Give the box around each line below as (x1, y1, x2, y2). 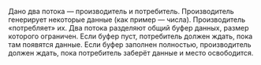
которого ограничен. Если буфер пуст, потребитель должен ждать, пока (8, 31, 253, 41)
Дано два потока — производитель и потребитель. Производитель (8, 7, 234, 16)
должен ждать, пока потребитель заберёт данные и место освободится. (8, 49, 254, 57)
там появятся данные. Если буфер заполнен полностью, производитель (8, 40, 252, 49)
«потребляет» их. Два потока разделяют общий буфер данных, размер (8, 23, 249, 32)
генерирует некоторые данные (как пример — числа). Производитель (8, 15, 246, 24)
